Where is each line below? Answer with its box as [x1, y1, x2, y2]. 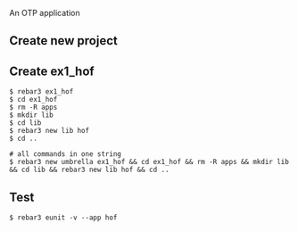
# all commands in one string [9, 150, 122, 159]
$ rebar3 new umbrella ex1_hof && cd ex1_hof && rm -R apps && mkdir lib [9, 158, 290, 167]
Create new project [9, 33, 118, 48]
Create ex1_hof [9, 63, 95, 78]
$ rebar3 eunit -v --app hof [9, 213, 118, 222]
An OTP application [9, 8, 80, 18]
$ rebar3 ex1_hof [9, 87, 74, 96]
